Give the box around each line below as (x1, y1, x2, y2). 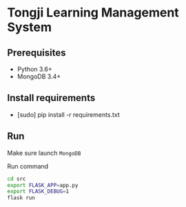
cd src (7, 175, 26, 182)
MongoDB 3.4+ (17, 72, 61, 80)
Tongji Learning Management (7, 5, 179, 21)
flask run (7, 195, 36, 201)
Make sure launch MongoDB (7, 149, 81, 157)
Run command (7, 162, 49, 170)
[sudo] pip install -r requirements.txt (17, 110, 121, 118)
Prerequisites (7, 47, 66, 58)
